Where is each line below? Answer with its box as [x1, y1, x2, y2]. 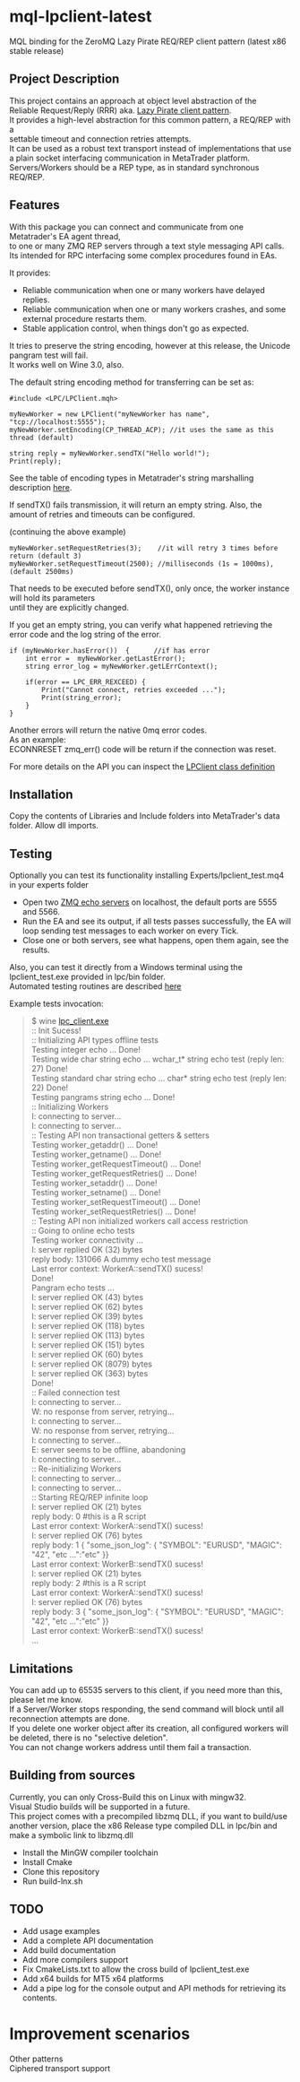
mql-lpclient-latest [9, 6, 152, 27]
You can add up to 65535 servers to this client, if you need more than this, [9, 1685, 283, 1696]
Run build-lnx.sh [21, 1876, 83, 1887]
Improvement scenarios [9, 2024, 191, 2043]
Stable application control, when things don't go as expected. [21, 323, 249, 334]
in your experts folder [9, 880, 90, 890]
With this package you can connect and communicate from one [9, 221, 244, 232]
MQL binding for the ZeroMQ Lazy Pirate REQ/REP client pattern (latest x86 [9, 36, 287, 47]
